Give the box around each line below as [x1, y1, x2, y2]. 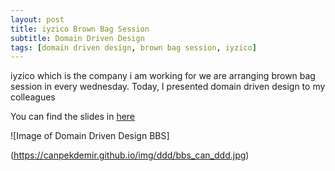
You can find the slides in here [10, 111, 136, 123]
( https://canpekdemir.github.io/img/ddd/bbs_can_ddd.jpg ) [10, 149, 250, 161]
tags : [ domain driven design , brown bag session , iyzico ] [10, 42, 257, 53]
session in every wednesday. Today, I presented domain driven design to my [10, 81, 326, 93]
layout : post [10, 14, 65, 25]
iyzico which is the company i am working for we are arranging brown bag [10, 70, 316, 82]
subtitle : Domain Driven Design [10, 33, 145, 43]
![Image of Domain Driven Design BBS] [10, 130, 170, 142]
